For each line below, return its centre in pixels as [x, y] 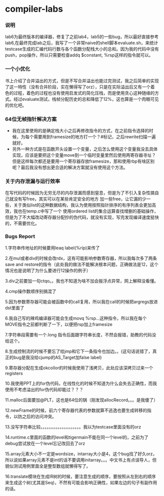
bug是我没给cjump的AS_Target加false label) [58, 357]
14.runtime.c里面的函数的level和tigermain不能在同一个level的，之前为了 [77, 437]
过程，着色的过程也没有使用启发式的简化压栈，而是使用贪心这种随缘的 [84, 93]
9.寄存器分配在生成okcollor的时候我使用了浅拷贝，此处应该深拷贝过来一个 [79, 368]
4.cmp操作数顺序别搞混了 [31, 291]
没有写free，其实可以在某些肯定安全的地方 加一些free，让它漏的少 [80, 199]
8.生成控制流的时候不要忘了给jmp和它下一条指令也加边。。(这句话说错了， [79, 351]
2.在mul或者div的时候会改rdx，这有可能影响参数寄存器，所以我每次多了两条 [81, 258]
